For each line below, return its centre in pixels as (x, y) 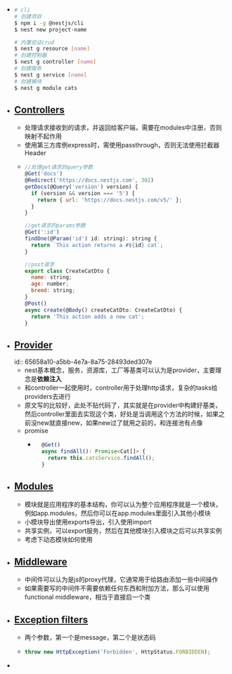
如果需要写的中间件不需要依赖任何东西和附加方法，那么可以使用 (117, 588)
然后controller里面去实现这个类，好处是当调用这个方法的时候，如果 (122, 414)
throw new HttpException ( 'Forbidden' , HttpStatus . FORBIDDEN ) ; (117, 652)
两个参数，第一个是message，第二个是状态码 (90, 637)
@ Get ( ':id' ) (42, 232)
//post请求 (39, 264)
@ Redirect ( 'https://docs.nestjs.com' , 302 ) (89, 180)
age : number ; (50, 284)
